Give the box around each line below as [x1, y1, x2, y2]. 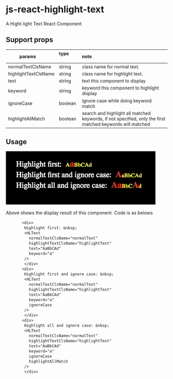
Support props [6, 35, 53, 44]
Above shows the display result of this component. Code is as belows [6, 210, 153, 216]
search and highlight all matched [82, 110, 151, 116]
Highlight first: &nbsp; [24, 225, 78, 231]
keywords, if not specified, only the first [82, 116, 166, 122]
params [19, 53, 36, 60]
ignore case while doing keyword [82, 98, 152, 104]
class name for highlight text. [82, 70, 143, 77]
